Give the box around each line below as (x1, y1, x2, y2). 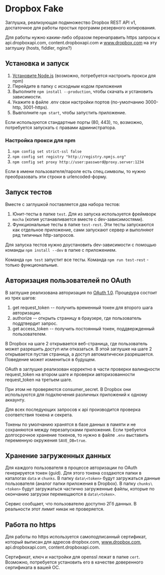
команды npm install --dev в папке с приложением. (5, 247, 117, 253)
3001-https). (23, 104, 49, 110)
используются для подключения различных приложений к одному (5, 391, 148, 397)
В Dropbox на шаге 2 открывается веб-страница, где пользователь (5, 340, 148, 346)
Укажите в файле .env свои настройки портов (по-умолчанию (12, 99, 145, 105)
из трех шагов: (5, 294, 36, 301)
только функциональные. (5, 262, 59, 268)
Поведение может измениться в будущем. (5, 356, 96, 362)
